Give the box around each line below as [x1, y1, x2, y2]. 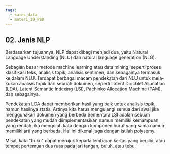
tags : [5, 7, 17, 13]
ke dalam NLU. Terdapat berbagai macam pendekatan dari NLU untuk [5, 75, 151, 81]
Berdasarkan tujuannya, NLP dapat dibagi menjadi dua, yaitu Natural [5, 49, 148, 55]
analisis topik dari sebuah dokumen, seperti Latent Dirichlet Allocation [19, 81, 165, 87]
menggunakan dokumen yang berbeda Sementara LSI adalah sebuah [5, 112, 150, 118]
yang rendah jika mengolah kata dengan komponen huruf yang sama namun [5, 123, 165, 129]
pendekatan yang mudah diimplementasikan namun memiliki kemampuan [5, 117, 159, 123]
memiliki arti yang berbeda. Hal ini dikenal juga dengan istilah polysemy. [5, 128, 156, 134]
